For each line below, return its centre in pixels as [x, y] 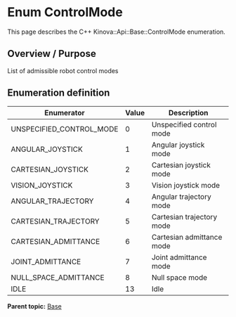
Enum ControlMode [65, 12]
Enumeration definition [59, 93]
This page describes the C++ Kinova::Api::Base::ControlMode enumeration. [117, 32]
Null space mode [179, 277]
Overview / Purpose [52, 54]
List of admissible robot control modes [63, 70]
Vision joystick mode [185, 185]
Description [188, 112]
